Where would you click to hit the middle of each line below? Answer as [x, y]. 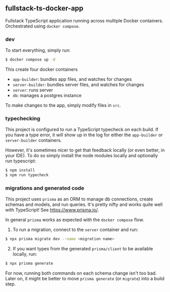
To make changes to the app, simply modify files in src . [63, 105]
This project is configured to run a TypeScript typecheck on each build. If [82, 130]
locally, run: [25, 254]
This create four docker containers [41, 69]
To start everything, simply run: [38, 50]
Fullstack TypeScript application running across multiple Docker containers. [84, 20]
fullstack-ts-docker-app [44, 8]
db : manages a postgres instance [47, 95]
